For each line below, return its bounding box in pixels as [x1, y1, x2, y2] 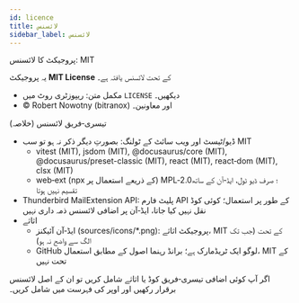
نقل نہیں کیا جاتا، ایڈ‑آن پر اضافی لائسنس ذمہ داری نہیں [22, 205, 207, 216]
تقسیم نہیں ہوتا [35, 185, 78, 196]
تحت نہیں [35, 255, 67, 266]
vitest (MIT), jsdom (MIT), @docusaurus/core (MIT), [35, 146, 228, 157]
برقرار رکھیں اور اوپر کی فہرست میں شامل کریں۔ [9, 284, 177, 295]
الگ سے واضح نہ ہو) [35, 236, 92, 246]
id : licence [9, 13, 54, 22]
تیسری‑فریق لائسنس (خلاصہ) [9, 118, 107, 129]
